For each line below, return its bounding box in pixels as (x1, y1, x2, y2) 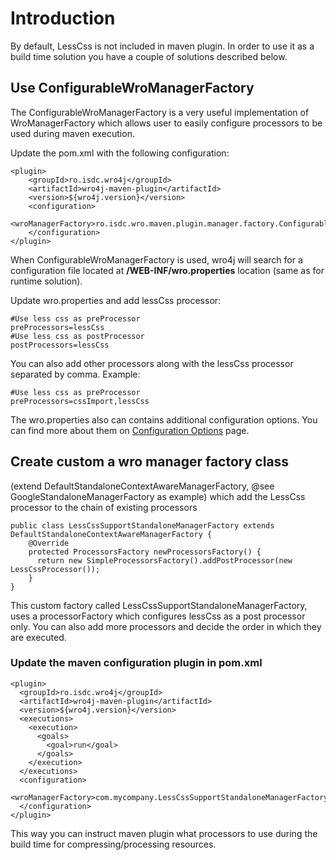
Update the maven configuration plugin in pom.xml (10, 656, 263, 670)
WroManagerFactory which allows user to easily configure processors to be (10, 117, 323, 129)
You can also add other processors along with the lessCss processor (10, 357, 294, 369)
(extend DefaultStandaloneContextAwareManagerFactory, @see (10, 480, 275, 492)
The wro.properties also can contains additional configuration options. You (10, 413, 318, 426)
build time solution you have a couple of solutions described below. (10, 50, 288, 62)
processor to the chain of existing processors (10, 501, 198, 513)
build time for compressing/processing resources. (10, 838, 217, 850)
